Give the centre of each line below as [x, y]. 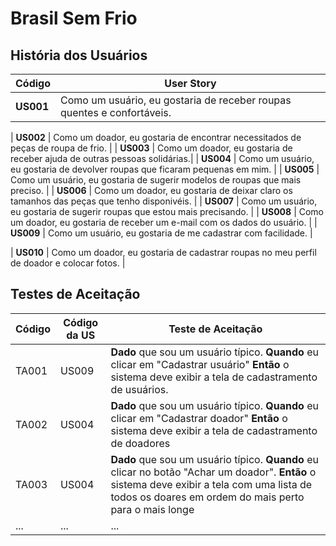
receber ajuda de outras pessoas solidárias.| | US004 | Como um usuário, [162, 158]
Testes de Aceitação [75, 294]
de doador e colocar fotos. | [68, 263]
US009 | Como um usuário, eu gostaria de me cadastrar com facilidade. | [161, 233]
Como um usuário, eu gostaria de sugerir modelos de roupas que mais [156, 180]
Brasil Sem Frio [74, 18]
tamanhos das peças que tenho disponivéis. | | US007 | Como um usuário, [164, 201]
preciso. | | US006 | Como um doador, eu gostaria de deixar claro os [151, 190]
